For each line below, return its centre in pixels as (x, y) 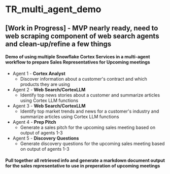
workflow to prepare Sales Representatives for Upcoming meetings (78, 62)
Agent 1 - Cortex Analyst (39, 73)
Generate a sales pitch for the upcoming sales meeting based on (88, 127)
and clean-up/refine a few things (58, 44)
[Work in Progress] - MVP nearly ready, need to (82, 28)
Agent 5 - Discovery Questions (46, 138)
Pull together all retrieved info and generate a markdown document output (85, 160)
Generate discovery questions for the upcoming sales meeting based (92, 144)
